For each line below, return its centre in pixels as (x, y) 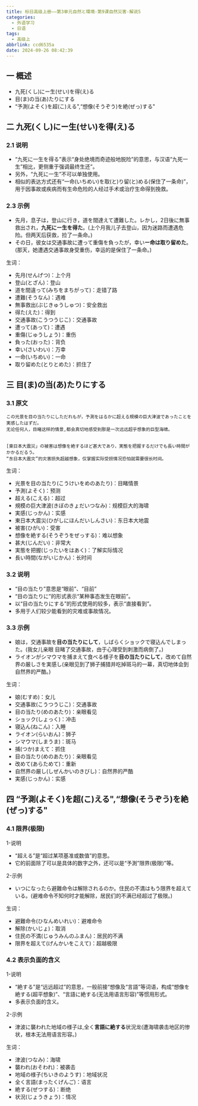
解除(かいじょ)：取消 (40, 928)
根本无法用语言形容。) (51, 1034)
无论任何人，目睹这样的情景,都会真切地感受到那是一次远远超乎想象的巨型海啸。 (89, 430)
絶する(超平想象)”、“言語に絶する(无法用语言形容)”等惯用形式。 (92, 994)
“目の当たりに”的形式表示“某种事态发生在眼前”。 (74, 596)
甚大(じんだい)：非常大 (43, 543)
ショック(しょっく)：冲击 (45, 719)
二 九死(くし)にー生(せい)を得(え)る (71, 126)
